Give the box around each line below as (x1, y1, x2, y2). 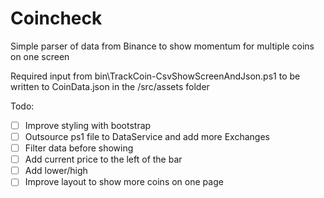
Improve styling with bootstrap (24, 119, 152, 131)
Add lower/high (24, 165, 88, 177)
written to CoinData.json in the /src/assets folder (10, 80, 210, 92)
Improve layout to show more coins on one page (24, 176, 224, 188)
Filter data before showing (24, 142, 134, 154)
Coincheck (10, 7, 103, 30)
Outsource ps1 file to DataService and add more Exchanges (24, 131, 270, 142)
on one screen (10, 50, 70, 62)
